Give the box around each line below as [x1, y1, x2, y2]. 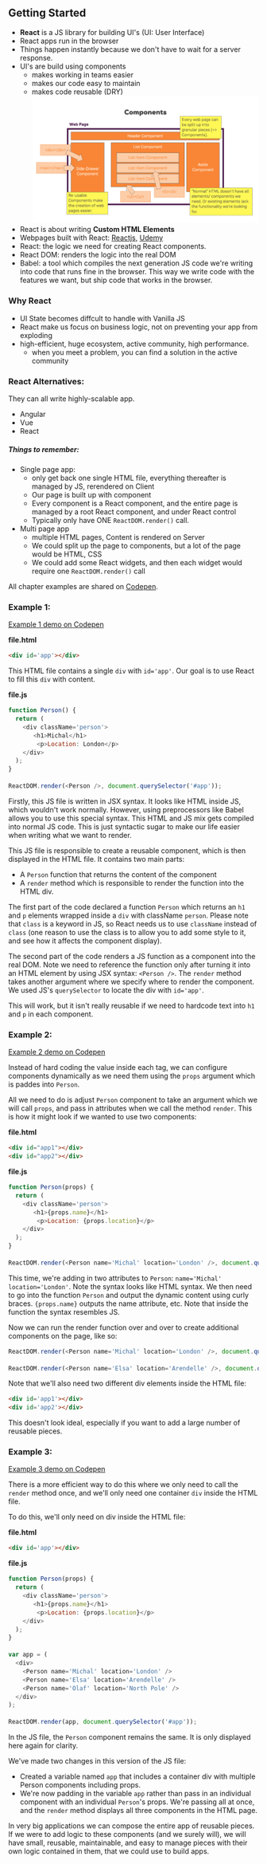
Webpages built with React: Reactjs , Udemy [19, 233, 164, 242]
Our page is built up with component [31, 490, 152, 500]
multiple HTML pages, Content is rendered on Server [31, 533, 205, 542]
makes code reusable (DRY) [31, 87, 123, 96]
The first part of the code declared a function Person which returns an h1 [8, 902, 246, 911]
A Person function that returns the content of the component [19, 869, 217, 879]
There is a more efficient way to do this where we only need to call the [8, 1480, 238, 1489]
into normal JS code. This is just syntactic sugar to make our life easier [8, 821, 240, 832]
